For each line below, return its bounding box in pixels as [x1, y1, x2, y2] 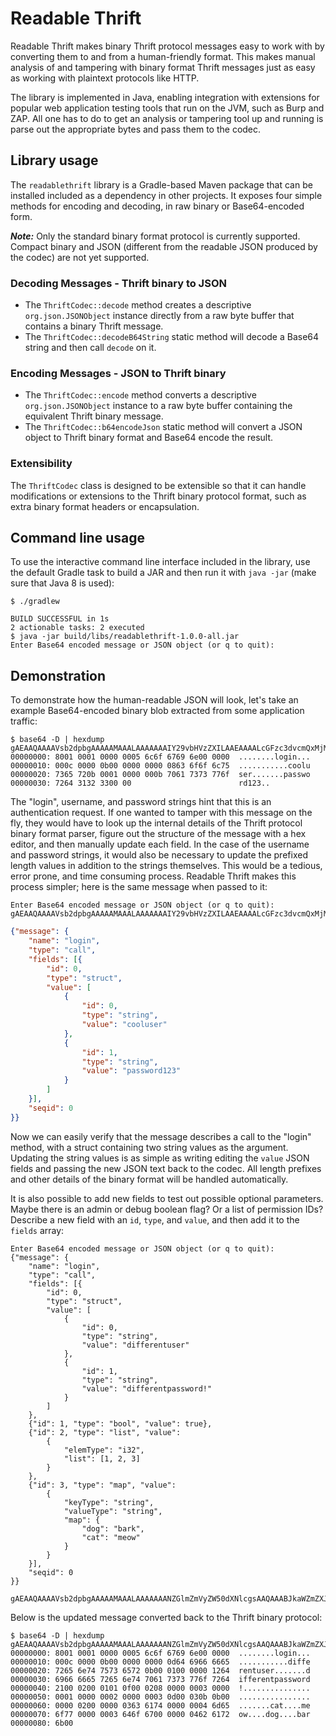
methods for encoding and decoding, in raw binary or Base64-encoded [10, 200, 305, 212]
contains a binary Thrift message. [24, 320, 164, 332]
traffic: [10, 715, 38, 727]
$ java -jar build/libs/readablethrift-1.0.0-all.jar [10, 632, 240, 642]
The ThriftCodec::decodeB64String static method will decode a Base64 [24, 331, 320, 343]
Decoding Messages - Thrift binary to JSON [10, 276, 227, 290]
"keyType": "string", [63, 1497, 155, 1507]
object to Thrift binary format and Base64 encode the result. [24, 432, 274, 444]
